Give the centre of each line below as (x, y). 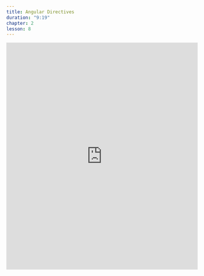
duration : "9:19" (28, 18)
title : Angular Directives (40, 12)
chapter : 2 (20, 23)
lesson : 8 (19, 29)
